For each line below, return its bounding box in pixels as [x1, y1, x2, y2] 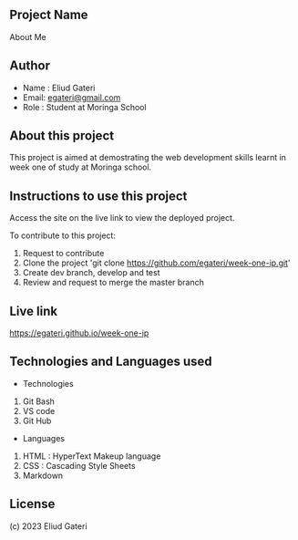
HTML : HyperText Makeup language [22, 451, 161, 462]
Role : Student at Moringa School [22, 101, 148, 112]
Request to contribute [22, 248, 105, 259]
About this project [9, 128, 115, 144]
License [9, 496, 56, 512]
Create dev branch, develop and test [22, 267, 160, 278]
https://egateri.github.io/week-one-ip [9, 327, 149, 338]
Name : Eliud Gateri [22, 82, 96, 93]
